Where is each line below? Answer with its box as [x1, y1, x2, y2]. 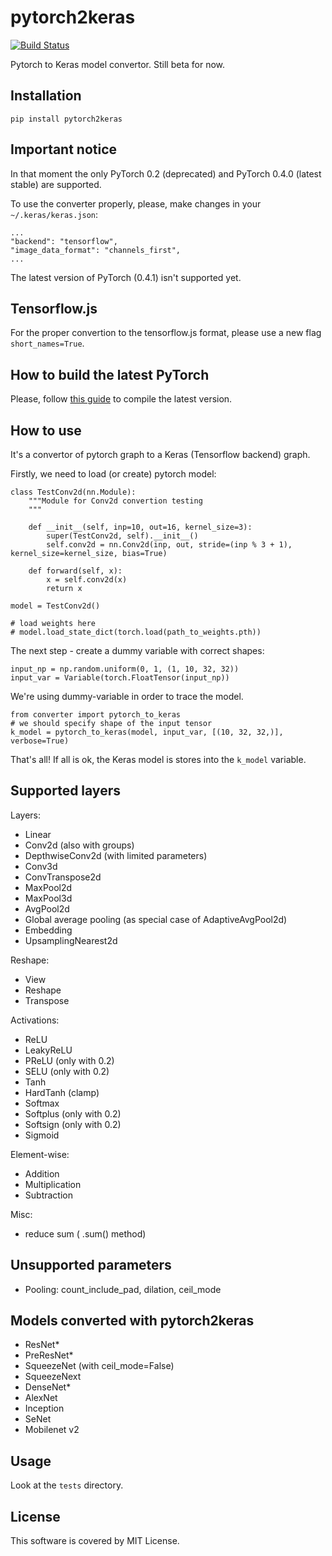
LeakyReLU [24, 1044, 73, 1056]
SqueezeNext [24, 1371, 82, 1383]
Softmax [24, 1097, 60, 1109]
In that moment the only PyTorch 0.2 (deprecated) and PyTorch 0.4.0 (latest [10, 167, 322, 180]
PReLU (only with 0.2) [24, 1054, 115, 1066]
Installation [10, 87, 82, 105]
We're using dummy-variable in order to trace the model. [10, 691, 244, 702]
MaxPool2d [24, 881, 73, 893]
